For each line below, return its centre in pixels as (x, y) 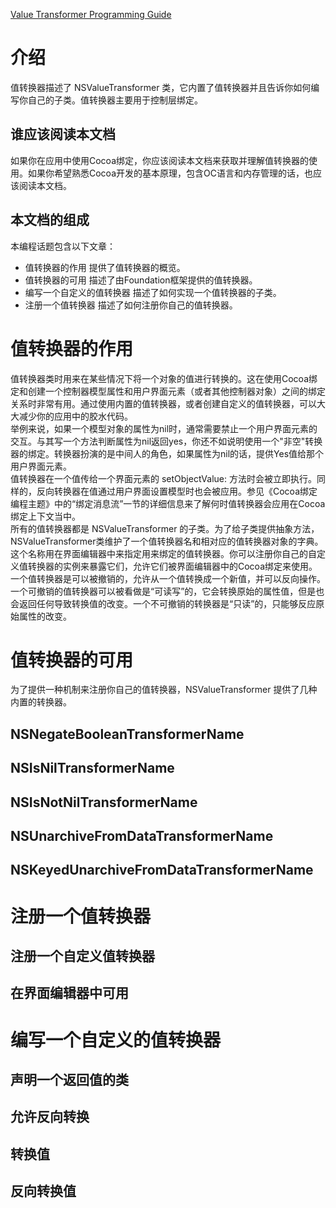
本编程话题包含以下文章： (63, 246)
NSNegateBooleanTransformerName (127, 734)
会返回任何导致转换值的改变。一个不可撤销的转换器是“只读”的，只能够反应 (163, 603)
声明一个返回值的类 (69, 1079)
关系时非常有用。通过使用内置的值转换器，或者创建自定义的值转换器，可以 (163, 403)
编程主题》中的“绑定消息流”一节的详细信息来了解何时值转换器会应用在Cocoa (168, 503)
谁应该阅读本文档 (63, 134)
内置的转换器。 (41, 702)
